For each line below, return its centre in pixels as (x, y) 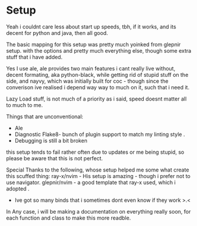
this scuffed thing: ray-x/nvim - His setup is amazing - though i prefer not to (98, 176)
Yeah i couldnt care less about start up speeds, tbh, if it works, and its (91, 27)
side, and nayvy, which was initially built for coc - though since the (87, 81)
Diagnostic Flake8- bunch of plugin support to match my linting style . (100, 134)
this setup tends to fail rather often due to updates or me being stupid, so (95, 152)
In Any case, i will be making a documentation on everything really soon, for (98, 211)
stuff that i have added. (34, 57)
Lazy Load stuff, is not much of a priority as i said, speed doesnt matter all (96, 99)
